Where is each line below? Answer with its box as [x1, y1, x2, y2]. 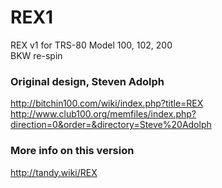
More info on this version [10, 144, 135, 158]
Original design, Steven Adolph [10, 74, 165, 88]
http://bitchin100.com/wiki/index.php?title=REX [10, 97, 204, 110]
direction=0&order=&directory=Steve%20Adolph [10, 119, 212, 131]
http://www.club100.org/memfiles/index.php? [10, 108, 197, 120]
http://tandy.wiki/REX [10, 166, 98, 178]
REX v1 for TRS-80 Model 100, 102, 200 [10, 39, 173, 51]
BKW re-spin [10, 49, 63, 61]
